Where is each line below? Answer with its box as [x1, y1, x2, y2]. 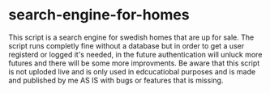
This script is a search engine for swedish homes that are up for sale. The [8, 32, 255, 42]
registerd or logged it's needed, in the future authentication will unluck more [8, 49, 263, 59]
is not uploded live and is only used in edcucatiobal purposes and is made [8, 66, 256, 76]
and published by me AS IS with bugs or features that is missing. [8, 75, 224, 85]
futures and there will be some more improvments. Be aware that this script [8, 58, 260, 68]
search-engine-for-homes [8, 6, 190, 24]
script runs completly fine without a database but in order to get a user [8, 40, 245, 50]
